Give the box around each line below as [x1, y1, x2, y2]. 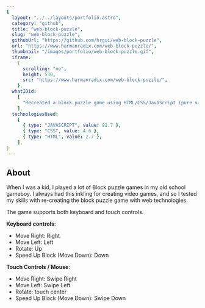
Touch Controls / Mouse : [6, 263, 70, 271]
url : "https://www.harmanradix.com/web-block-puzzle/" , [12, 43, 157, 49]
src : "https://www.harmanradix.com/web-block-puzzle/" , [22, 77, 168, 83]
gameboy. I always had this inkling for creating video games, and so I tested [6, 190, 197, 198]
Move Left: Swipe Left [15, 282, 71, 289]
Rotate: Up [15, 245, 43, 252]
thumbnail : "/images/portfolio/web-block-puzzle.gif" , [12, 49, 154, 55]
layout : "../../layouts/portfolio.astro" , [12, 15, 121, 21]
